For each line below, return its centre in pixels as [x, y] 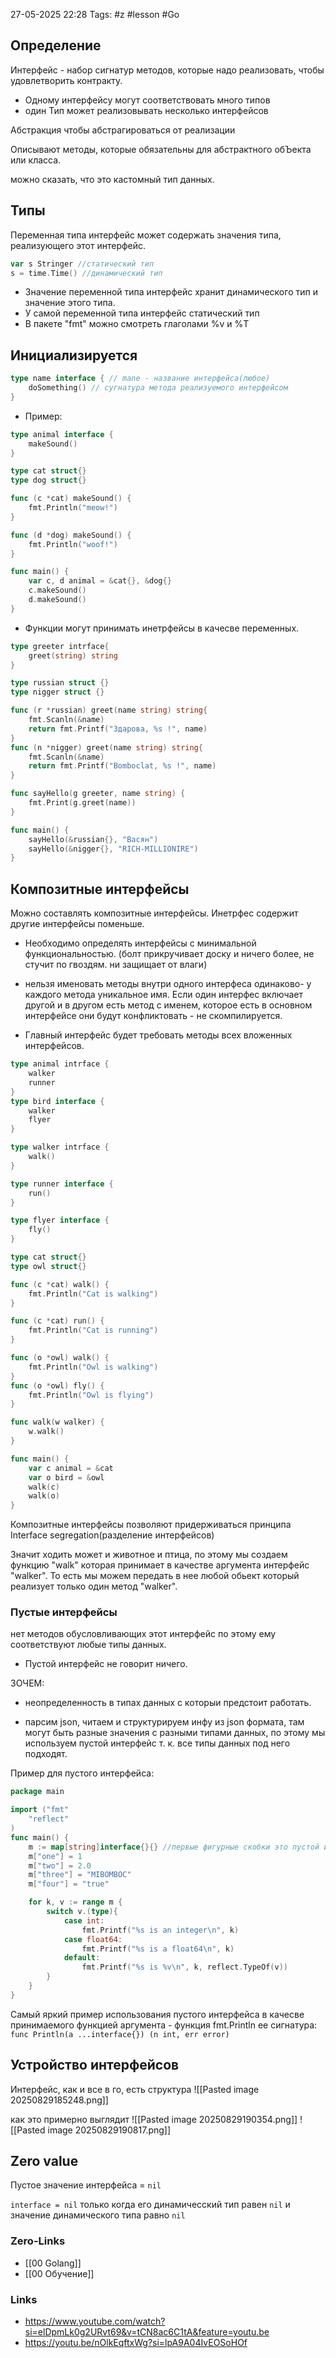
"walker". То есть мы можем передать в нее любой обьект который [155, 1576]
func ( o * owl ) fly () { [57, 1385]
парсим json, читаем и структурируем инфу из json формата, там [164, 1722]
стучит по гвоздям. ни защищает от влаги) [116, 965]
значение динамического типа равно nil [98, 2215]
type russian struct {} [60, 683]
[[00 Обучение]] [59, 2273]
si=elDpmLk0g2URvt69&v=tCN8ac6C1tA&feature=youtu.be [147, 2332]
